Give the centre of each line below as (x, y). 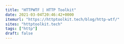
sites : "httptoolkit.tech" (34, 24)
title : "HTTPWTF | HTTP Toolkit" (41, 10)
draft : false (19, 33)
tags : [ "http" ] (21, 29)
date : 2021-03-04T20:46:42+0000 (40, 15)
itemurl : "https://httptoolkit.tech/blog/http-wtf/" (63, 19)
